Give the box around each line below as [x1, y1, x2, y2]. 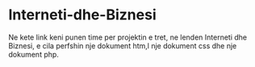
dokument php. [8, 49, 59, 59]
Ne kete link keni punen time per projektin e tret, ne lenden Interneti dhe [8, 32, 248, 42]
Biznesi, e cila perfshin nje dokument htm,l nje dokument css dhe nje [8, 40, 237, 50]
